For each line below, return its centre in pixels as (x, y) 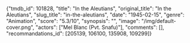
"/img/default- (158, 21)
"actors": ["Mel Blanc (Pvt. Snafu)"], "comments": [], (100, 27)
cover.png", (20, 27)
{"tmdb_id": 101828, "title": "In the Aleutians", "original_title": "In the (89, 9)
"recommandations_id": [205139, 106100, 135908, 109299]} (79, 34)
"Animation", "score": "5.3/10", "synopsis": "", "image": (73, 21)
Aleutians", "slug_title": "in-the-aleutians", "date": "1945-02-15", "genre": (95, 15)
